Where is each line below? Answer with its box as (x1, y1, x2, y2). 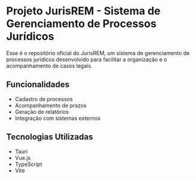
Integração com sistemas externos (14, 114, 101, 122)
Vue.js (14, 154, 31, 161)
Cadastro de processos (14, 95, 73, 102)
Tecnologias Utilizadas (6, 132, 94, 142)
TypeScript (14, 160, 43, 168)
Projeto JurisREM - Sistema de (6, 4, 161, 18)
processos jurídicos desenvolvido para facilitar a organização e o (6, 56, 167, 63)
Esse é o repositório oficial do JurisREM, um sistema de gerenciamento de (6, 49, 190, 56)
